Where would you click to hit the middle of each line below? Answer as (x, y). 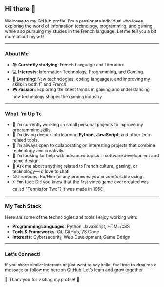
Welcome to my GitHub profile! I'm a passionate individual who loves (74, 21)
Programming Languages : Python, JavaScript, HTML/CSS (71, 226)
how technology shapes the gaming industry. (58, 97)
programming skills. (32, 130)
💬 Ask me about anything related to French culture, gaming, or (75, 166)
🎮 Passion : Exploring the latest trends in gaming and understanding (81, 90)
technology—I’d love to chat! (41, 171)
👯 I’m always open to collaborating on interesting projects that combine (83, 145)
